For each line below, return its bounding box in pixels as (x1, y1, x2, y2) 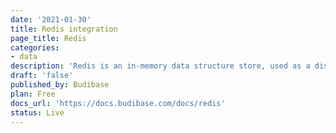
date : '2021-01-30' (10, 14, 92, 25)
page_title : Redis (10, 33, 87, 43)
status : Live (10, 107, 65, 118)
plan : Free (10, 89, 56, 99)
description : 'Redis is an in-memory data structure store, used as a (10, 61, 311, 71)
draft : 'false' (10, 71, 74, 81)
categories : (10, 42, 60, 53)
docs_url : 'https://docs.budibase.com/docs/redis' (10, 98, 226, 108)
